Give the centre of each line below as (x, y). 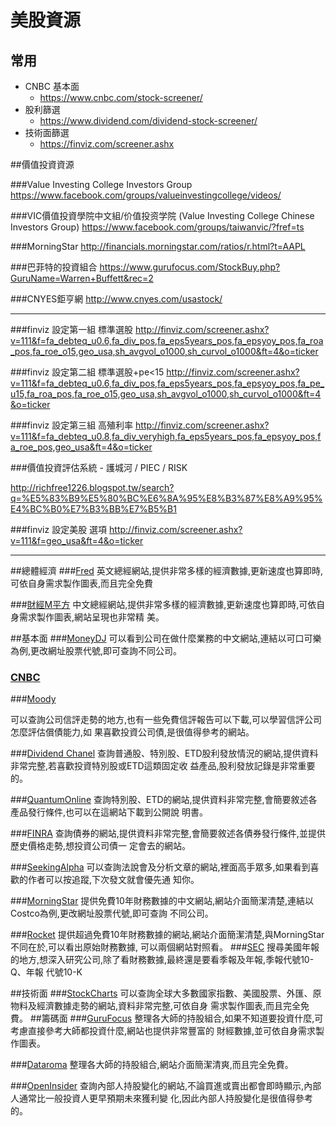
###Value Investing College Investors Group (101, 184)
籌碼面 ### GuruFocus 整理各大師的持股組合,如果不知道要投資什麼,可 (182, 1018)
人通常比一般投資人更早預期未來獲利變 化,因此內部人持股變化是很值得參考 (161, 1098)
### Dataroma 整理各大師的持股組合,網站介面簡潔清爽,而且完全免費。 (152, 1065)
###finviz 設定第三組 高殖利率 (72, 425)
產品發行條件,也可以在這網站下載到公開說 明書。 (109, 812)
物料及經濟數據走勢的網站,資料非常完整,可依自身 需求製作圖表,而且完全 (156, 1006)
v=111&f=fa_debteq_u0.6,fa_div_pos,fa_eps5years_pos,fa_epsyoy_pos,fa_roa (167, 340)
